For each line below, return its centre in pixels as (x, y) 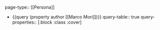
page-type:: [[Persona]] (30, 7)
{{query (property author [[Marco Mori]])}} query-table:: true (76, 17)
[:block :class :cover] (60, 22)
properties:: (24, 22)
